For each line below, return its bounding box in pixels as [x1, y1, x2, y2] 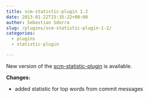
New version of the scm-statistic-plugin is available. [6, 62, 133, 69]
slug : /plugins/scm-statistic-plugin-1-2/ [6, 25, 112, 31]
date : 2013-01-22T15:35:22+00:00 [6, 14, 88, 20]
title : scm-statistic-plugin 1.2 [6, 8, 88, 15]
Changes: [6, 74, 31, 81]
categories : [6, 31, 35, 36]
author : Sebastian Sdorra [6, 19, 69, 25]
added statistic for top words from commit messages [14, 85, 143, 92]
